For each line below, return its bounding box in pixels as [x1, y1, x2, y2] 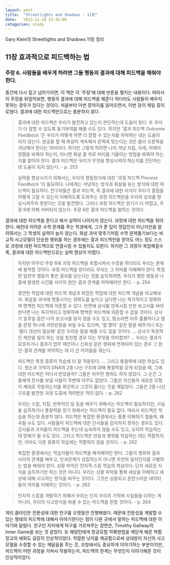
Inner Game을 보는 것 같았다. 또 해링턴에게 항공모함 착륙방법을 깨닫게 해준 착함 [5, 528, 162, 535]
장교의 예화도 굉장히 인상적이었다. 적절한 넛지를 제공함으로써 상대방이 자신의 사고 [5, 535, 165, 541]
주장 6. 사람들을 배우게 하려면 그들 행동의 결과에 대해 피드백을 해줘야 [5, 69, 161, 76]
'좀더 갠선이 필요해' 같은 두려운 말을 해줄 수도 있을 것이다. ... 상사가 [17, 328, 150, 334]
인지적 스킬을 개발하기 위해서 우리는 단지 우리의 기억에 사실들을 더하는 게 [17, 492, 161, 498]
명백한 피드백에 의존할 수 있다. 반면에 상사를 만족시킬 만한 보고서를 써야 [23, 303, 164, 309]
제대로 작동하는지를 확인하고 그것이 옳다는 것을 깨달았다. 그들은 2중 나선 [23, 383, 165, 390]
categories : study [5, 21, 44, 27]
